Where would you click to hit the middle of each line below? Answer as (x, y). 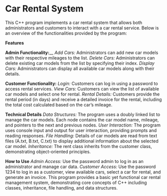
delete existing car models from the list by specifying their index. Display (80, 63)
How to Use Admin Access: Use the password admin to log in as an (74, 161)
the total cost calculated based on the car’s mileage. (59, 104)
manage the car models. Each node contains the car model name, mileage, (82, 119)
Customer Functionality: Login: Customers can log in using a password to (82, 83)
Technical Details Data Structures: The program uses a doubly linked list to (83, 114)
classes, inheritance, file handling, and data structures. (62, 187)
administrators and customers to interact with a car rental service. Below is (82, 27)
